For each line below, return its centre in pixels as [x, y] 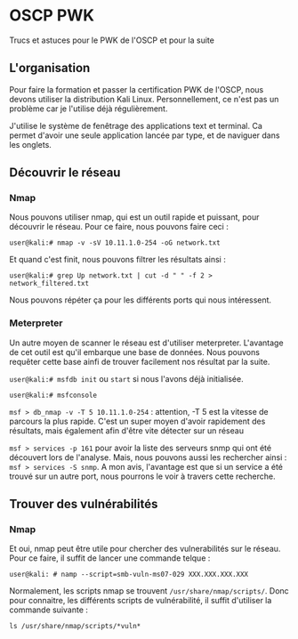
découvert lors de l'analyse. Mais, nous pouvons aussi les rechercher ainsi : [148, 457]
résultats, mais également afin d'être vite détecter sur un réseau [127, 430]
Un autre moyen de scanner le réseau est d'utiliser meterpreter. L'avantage [146, 343]
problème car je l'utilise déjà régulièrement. [89, 109]
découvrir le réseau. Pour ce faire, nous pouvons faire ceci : [119, 227]
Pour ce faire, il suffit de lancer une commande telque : [110, 558]
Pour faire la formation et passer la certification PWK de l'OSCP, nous [137, 89]
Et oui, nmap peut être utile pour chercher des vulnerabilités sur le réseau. [145, 549]
